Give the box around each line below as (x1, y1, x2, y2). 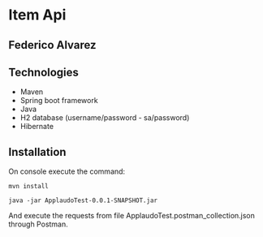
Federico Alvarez (8, 38, 97, 52)
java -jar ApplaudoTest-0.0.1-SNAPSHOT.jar (8, 196, 158, 205)
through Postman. (8, 219, 69, 229)
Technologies (8, 65, 80, 79)
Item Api (8, 6, 67, 24)
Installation (8, 144, 67, 159)
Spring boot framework (19, 96, 99, 106)
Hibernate (19, 122, 54, 131)
